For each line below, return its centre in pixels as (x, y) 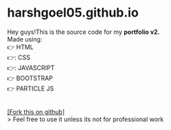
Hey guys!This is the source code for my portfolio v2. (83, 32)
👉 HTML (21, 47)
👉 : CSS (19, 57)
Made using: (25, 39)
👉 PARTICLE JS (30, 89)
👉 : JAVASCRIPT (31, 68)
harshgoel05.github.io (73, 13)
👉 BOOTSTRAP (30, 78)
